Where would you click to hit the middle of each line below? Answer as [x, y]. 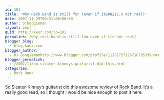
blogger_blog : [20, 41]
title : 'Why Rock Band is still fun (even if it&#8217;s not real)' [76, 14]
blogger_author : [21, 50]
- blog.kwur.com [26, 46]
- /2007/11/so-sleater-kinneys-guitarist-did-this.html [67, 64]
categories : [17, 69]
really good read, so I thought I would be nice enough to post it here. [74, 92]
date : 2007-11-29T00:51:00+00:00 [39, 19]
